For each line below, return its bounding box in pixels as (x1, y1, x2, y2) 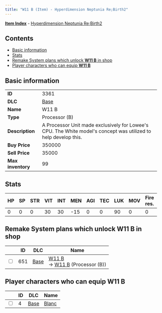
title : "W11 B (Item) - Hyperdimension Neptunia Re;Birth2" (5, 7, 129, 12)
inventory (7, 164, 30, 170)
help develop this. (41, 134, 82, 141)
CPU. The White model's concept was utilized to (41, 128, 151, 134)
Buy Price (7, 142, 30, 149)
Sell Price (7, 149, 30, 156)
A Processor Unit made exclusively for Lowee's (41, 122, 148, 129)
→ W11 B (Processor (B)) (48, 261, 107, 268)
